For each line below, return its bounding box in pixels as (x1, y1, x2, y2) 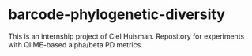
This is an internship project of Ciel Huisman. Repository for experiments (8, 32, 245, 41)
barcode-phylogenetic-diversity (8, 6, 225, 24)
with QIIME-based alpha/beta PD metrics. (8, 39, 144, 49)
